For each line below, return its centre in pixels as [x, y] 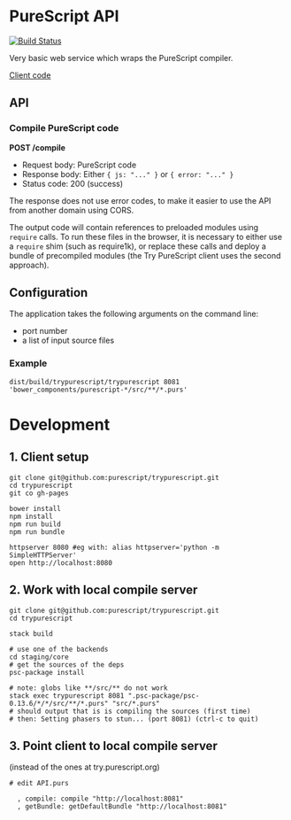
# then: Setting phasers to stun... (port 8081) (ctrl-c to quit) [134, 719]
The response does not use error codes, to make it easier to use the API [140, 200]
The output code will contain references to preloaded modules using [134, 227]
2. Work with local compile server [103, 590]
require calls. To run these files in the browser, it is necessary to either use [146, 236]
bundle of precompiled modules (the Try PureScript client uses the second [145, 255]
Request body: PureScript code [79, 165]
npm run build [35, 524]
